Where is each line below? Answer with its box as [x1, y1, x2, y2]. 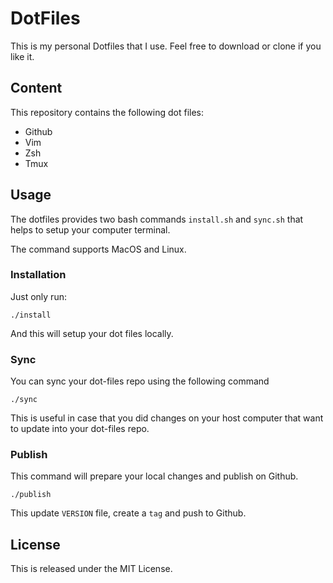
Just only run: [10, 290, 67, 302]
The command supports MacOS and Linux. [10, 243, 187, 255]
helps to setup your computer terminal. [10, 223, 171, 236]
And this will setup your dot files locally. [10, 327, 174, 339]
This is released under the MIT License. [10, 563, 173, 575]
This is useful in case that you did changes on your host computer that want [10, 412, 324, 424]
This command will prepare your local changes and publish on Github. [10, 470, 299, 482]
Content [10, 80, 63, 97]
